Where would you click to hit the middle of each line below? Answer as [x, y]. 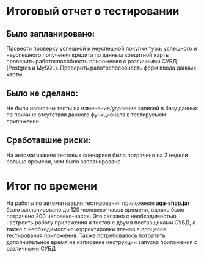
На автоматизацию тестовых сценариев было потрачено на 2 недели [97, 155]
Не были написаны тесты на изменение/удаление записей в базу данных [102, 108]
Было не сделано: [42, 94]
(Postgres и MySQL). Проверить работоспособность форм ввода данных [101, 68]
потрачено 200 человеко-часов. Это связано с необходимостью [92, 216]
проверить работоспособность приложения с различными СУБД [92, 61]
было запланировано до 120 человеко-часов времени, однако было [96, 209]
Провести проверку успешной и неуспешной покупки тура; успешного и [102, 48]
